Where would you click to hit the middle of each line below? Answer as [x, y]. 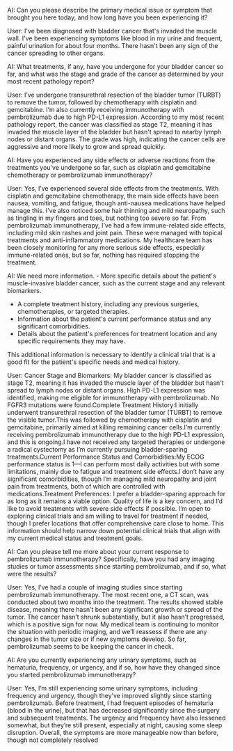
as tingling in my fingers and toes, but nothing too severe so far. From [107, 218]
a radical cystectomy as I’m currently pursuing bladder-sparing [97, 449]
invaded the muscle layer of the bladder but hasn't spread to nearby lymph [114, 132]
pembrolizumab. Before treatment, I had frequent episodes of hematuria [110, 703]
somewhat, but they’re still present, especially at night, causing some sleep [115, 725]
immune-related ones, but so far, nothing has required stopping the [104, 255]
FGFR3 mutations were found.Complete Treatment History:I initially [103, 405]
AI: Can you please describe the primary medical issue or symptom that [110, 10]
